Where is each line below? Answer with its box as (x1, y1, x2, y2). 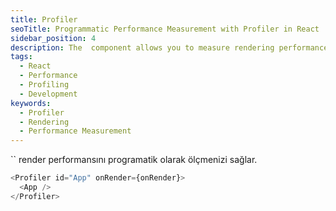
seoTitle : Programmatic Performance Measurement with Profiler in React (10, 24, 320, 34)
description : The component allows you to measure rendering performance (10, 42, 329, 53)
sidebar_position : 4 (10, 33, 97, 43)
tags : (10, 52, 33, 62)
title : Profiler (10, 14, 78, 25)
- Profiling (19, 80, 70, 90)
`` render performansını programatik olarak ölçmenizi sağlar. (10, 154, 258, 166)
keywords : (10, 98, 52, 108)
